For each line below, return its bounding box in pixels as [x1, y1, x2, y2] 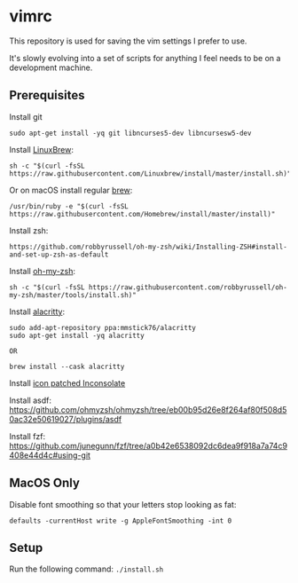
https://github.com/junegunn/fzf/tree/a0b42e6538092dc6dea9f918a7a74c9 [9, 440, 288, 451]
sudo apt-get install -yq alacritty [9, 331, 145, 340]
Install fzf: [9, 430, 46, 441]
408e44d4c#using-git [9, 450, 91, 461]
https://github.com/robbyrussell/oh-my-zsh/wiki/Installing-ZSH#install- [9, 242, 288, 251]
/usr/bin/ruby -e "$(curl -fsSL [9, 201, 129, 210]
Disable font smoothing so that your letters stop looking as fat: [9, 499, 237, 509]
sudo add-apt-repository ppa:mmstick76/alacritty [9, 323, 197, 332]
